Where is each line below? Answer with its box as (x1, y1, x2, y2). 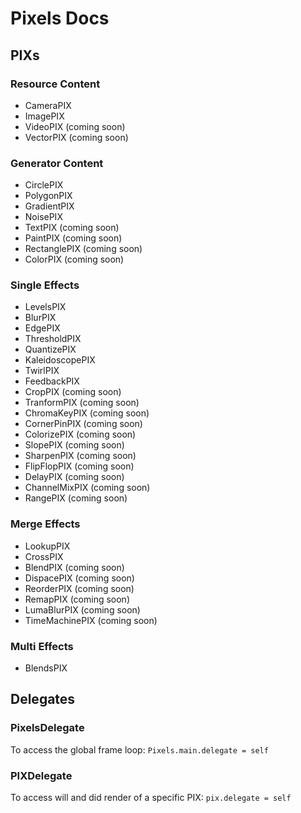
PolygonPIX (24, 190, 73, 202)
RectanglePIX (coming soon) (24, 243, 143, 255)
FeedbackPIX (24, 375, 80, 387)
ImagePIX (24, 110, 65, 122)
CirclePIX (24, 179, 64, 191)
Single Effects (10, 278, 80, 292)
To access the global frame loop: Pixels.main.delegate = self (10, 743, 269, 756)
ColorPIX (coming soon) (24, 253, 125, 266)
